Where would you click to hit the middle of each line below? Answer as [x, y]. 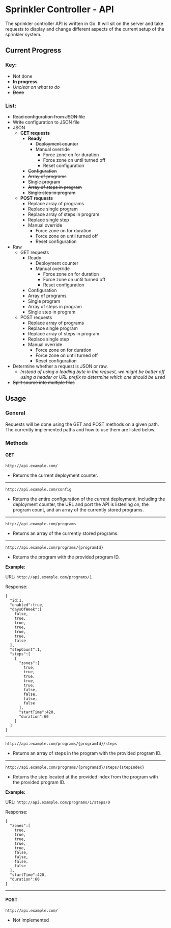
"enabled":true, [27, 605]
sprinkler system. [23, 34]
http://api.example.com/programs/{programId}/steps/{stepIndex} [75, 767]
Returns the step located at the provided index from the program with [85, 776]
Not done [22, 76]
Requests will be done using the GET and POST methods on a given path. [82, 424]
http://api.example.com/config [38, 489]
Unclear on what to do [36, 87]
